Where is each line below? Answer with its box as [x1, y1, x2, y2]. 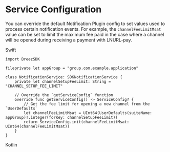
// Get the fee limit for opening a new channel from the [24, 101, 150, 106]
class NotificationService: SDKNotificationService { [5, 74, 123, 80]
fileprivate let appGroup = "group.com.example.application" [5, 66, 139, 71]
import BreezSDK [5, 56, 40, 62]
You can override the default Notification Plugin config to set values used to [5, 20, 165, 27]
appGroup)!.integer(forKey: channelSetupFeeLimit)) [5, 115, 118, 120]
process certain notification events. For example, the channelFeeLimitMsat [5, 26, 161, 32]
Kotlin [5, 142, 17, 148]
